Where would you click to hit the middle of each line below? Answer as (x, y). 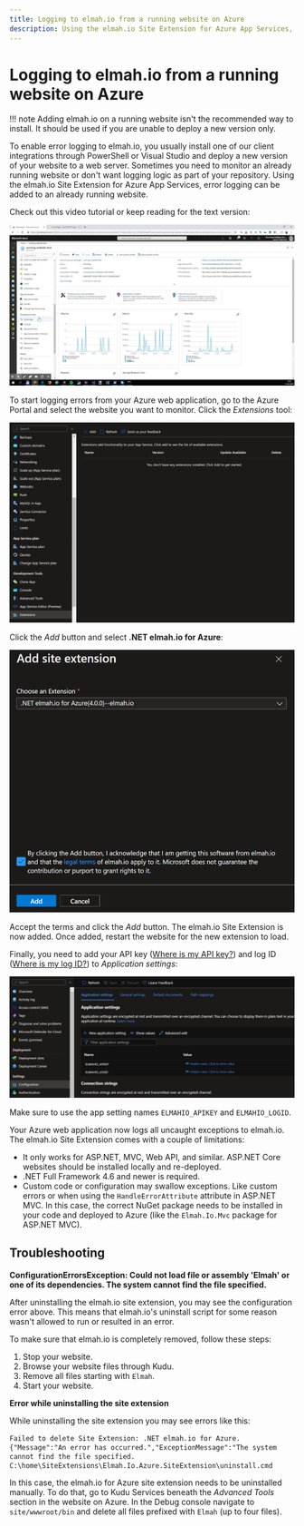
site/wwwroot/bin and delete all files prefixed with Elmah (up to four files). (146, 1511)
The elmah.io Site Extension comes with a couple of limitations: (127, 1140)
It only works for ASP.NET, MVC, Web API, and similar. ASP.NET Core (152, 1157)
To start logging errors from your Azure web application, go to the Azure (144, 400)
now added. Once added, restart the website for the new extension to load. (149, 937)
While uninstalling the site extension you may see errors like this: (130, 1421)
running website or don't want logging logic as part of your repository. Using (152, 175)
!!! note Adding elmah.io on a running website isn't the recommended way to (152, 119)
